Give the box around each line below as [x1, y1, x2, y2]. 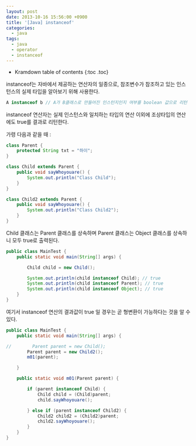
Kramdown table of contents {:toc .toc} [14, 68, 109, 75]
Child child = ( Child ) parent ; [37, 391, 111, 397]
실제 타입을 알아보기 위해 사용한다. [21, 87, 100, 94]
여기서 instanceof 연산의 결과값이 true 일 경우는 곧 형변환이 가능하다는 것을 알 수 [6, 308, 191, 315]
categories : [6, 25, 35, 31]
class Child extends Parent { [6, 164, 80, 170]
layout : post [6, 8, 38, 15]
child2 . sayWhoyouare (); [37, 418, 95, 424]
